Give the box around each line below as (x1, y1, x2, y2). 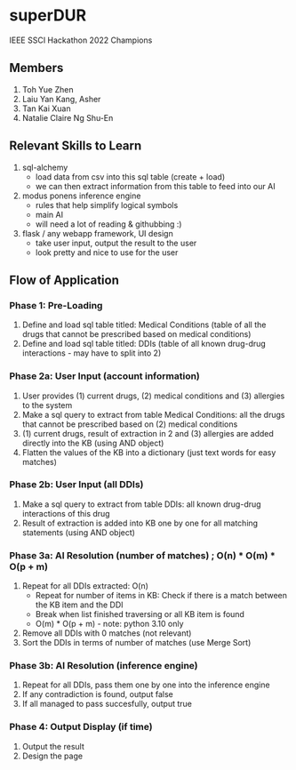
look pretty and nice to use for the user (35, 246, 179, 258)
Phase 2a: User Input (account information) (9, 370, 200, 382)
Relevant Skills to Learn (9, 139, 142, 154)
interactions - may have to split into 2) (21, 348, 162, 358)
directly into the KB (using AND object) (21, 437, 164, 448)
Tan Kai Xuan (21, 103, 71, 114)
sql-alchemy (21, 162, 68, 172)
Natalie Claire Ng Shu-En (21, 112, 114, 123)
